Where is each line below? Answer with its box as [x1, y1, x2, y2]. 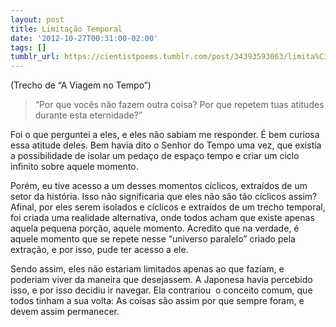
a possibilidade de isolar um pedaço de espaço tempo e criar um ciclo [10, 150, 300, 162]
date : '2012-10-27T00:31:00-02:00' [10, 33, 159, 43]
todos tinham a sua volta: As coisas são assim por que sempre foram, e [10, 295, 305, 307]
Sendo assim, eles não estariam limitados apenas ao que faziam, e [10, 263, 285, 275]
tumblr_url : [10, 52, 60, 62]
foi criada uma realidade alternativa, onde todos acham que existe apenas [10, 212, 315, 224]
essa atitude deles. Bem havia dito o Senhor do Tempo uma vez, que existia [10, 139, 322, 151]
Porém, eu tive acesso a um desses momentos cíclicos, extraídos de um [10, 180, 308, 192]
